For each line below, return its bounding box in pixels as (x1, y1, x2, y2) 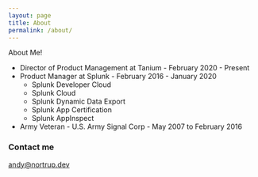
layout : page (8, 11, 52, 20)
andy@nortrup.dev (8, 160, 70, 169)
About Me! (8, 48, 43, 58)
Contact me (8, 141, 55, 153)
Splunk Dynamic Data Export (31, 96, 125, 107)
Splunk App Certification (31, 105, 113, 115)
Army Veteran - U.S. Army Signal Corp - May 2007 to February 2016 (19, 122, 243, 131)
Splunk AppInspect (31, 114, 94, 123)
